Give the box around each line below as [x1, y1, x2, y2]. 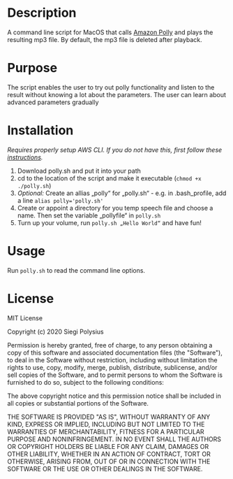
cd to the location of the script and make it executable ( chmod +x [17, 173, 202, 183]
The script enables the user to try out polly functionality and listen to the [7, 83, 215, 92]
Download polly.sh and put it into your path [17, 166, 142, 175]
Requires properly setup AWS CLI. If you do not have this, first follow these [7, 145, 223, 154]
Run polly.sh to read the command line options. [7, 266, 145, 274]
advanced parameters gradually [7, 98, 99, 106]
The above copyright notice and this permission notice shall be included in [7, 392, 221, 400]
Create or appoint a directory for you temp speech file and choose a [17, 203, 213, 212]
